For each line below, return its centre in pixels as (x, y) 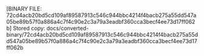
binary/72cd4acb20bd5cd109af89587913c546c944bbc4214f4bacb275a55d (102, 35)
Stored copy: (29, 28)
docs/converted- (68, 28)
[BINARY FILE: (24, 9)
